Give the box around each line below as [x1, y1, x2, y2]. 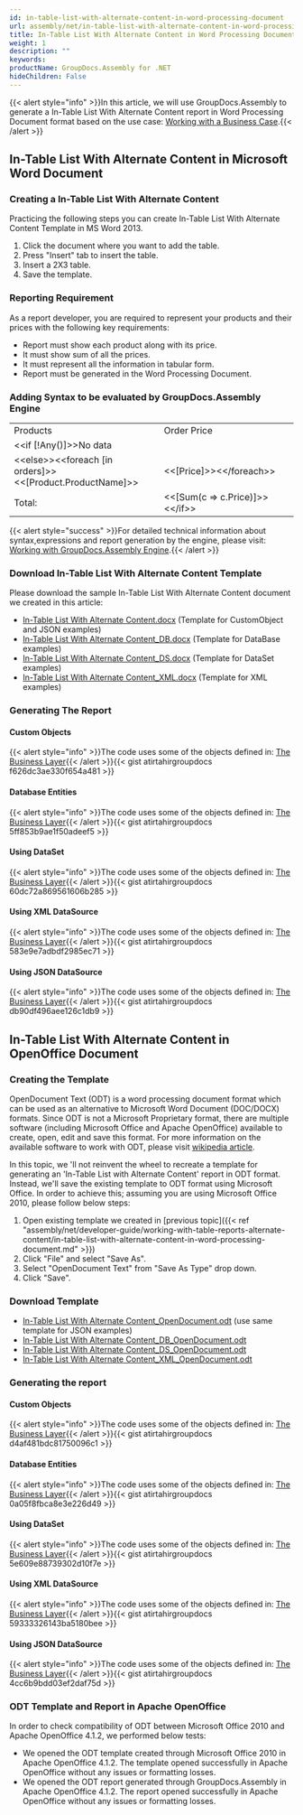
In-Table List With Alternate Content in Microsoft [9, 152, 289, 167]
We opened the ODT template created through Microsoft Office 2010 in [22, 1748, 287, 1759]
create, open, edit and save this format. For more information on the [9, 1131, 262, 1142]
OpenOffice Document [9, 1046, 139, 1061]
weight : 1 [9, 38, 47, 48]
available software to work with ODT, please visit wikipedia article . [9, 1141, 255, 1152]
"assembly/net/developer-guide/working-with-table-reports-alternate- [22, 1224, 286, 1235]
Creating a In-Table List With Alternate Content [9, 193, 219, 206]
